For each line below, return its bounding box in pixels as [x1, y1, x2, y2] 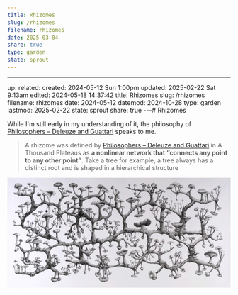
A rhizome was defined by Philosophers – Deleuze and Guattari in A [24, 140, 222, 149]
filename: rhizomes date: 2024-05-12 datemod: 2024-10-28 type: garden [7, 98, 222, 106]
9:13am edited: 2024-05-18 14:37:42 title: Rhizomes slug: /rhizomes [7, 91, 205, 99]
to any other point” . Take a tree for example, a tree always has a [24, 156, 214, 165]
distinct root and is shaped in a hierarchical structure [24, 163, 179, 172]
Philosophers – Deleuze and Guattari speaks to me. [7, 127, 157, 135]
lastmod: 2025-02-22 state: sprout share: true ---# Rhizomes [7, 106, 186, 114]
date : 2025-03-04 [7, 34, 59, 41]
